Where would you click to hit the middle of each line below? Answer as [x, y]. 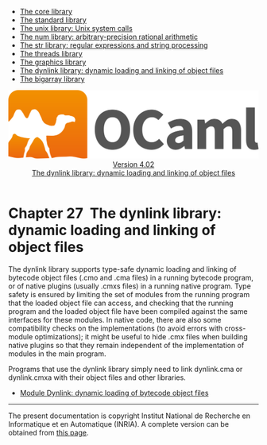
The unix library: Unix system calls [76, 28]
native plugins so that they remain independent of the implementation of [126, 346]
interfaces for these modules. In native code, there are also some [115, 320]
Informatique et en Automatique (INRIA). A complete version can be [118, 424]
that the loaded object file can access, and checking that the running [121, 303]
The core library [46, 12]
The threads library [51, 54]
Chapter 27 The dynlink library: [115, 213]
